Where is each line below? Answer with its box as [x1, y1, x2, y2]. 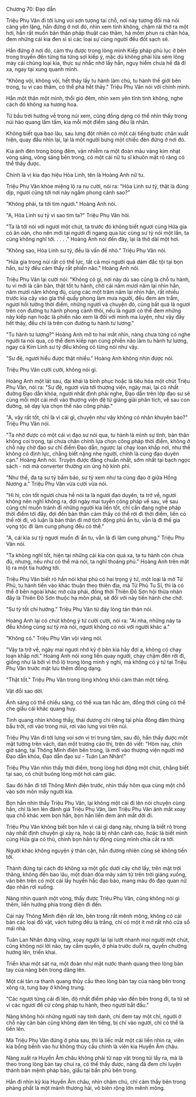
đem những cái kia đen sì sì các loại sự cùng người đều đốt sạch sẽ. [6, 36, 170, 42]
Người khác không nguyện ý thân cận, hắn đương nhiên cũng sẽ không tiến [6, 847, 187, 854]
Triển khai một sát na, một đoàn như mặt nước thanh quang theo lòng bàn [6, 960, 184, 967]
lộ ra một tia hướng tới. [6, 564, 60, 571]
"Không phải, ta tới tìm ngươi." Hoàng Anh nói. [6, 200, 117, 207]
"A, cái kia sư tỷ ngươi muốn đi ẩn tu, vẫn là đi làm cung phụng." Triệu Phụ [6, 534, 185, 541]
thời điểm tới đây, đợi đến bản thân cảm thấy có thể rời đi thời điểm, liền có [6, 511, 186, 517]
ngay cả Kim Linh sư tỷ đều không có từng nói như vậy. [6, 343, 139, 350]
